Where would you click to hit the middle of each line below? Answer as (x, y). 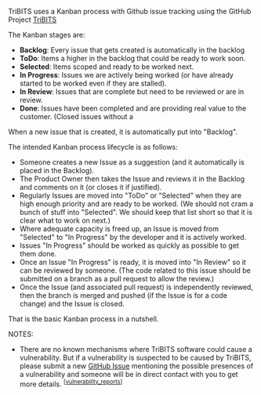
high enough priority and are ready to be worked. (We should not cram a (136, 204)
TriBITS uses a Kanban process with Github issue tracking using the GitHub (130, 11)
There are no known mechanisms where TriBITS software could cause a (136, 349)
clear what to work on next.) (65, 220)
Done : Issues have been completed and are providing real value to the (133, 108)
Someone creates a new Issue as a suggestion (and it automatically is (132, 162)
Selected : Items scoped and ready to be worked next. (107, 67)
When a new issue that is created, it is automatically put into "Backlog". (123, 132)
